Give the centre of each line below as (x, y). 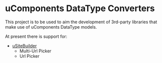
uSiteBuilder (24, 46)
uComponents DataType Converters (80, 8)
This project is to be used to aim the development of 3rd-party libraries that (81, 22)
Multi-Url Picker (35, 51)
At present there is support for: (36, 36)
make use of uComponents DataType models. (51, 27)
